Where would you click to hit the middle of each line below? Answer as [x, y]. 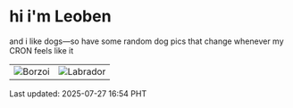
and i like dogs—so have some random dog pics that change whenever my [146, 41]
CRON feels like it [42, 50]
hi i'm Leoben [60, 17]
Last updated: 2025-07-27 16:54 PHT [78, 93]
